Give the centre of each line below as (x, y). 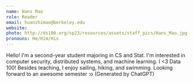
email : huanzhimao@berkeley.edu (45, 22)
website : (17, 28)
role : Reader (22, 17)
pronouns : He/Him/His (33, 39)
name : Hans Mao (25, 11)
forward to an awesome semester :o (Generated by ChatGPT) (80, 74)
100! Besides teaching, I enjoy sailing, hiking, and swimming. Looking (89, 68)
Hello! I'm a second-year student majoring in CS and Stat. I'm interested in (96, 55)
